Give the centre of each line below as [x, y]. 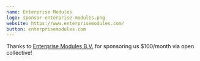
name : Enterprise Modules [39, 12]
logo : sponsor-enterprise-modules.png [56, 18]
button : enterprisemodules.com [46, 29]
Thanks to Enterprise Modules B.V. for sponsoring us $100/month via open [100, 46]
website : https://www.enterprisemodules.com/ [65, 23]
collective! [19, 53]
